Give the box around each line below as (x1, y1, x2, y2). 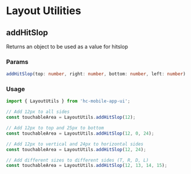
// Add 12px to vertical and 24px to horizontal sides (6, 141, 144, 147)
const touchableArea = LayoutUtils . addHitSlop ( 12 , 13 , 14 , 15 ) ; (6, 163, 167, 169)
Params (6, 58, 28, 66)
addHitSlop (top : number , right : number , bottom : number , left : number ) (6, 71, 186, 77)
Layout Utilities (6, 4, 81, 18)
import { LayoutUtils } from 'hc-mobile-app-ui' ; (6, 98, 131, 104)
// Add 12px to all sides (6, 109, 70, 115)
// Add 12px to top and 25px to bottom (6, 125, 104, 131)
